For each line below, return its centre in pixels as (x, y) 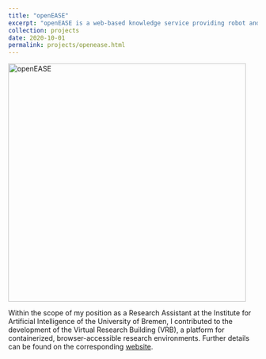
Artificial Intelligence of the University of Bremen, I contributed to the (121, 322)
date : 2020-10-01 (37, 38)
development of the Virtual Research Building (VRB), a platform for (116, 330)
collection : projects (44, 30)
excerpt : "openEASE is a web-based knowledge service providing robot (127, 23)
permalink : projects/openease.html (67, 45)
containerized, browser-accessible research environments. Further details (129, 338)
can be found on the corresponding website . (81, 347)
